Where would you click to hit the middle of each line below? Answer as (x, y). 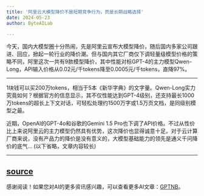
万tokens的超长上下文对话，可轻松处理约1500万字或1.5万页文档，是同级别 (99, 103)
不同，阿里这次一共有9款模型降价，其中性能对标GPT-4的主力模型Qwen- (102, 62)
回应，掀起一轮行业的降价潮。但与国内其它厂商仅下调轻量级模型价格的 (104, 54)
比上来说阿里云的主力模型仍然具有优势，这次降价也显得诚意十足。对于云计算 (102, 131)
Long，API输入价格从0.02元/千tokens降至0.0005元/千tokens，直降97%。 (98, 69)
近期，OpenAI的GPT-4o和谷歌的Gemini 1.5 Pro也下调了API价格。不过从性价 (101, 123)
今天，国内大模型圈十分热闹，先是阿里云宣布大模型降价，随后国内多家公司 (99, 47)
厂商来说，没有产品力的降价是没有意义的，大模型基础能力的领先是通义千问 (99, 139)
